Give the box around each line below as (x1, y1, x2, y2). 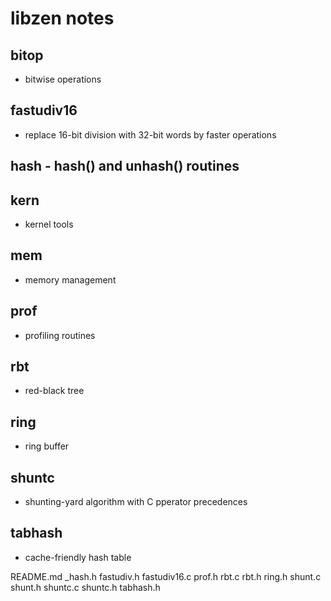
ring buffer (24, 440, 70, 452)
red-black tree (24, 385, 85, 397)
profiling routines (24, 329, 96, 341)
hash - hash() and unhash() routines (10, 158, 240, 175)
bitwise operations (24, 73, 102, 85)
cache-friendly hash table (24, 551, 132, 563)
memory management (24, 273, 117, 286)
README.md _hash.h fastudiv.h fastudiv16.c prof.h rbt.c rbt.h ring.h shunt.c (10, 570, 322, 582)
